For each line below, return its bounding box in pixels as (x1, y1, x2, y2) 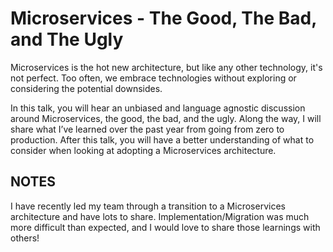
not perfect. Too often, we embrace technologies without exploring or (10, 72, 297, 84)
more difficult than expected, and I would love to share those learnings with (10, 221, 321, 233)
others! (10, 232, 40, 244)
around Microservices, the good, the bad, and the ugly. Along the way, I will (10, 112, 322, 124)
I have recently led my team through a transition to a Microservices (10, 200, 286, 212)
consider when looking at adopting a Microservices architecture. (10, 144, 277, 156)
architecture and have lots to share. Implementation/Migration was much (10, 210, 310, 222)
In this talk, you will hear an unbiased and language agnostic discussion (10, 102, 306, 114)
